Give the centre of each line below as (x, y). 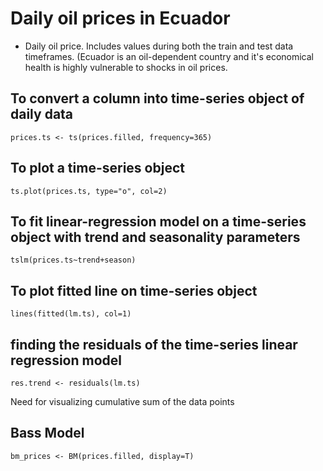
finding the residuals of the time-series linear (154, 344)
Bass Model (47, 433)
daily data (42, 114)
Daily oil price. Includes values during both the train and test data (159, 46)
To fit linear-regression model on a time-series (158, 221)
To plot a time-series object (97, 168)
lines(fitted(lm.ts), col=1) (71, 314)
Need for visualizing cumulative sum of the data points (122, 401)
